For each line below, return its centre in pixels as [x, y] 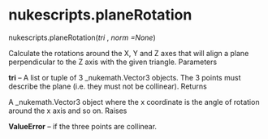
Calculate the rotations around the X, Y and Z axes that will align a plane [129, 53]
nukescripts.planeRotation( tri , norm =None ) [82, 37]
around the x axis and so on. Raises [68, 111]
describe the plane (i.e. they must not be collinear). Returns [108, 86]
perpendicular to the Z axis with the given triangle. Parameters [113, 62]
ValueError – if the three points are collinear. [82, 126]
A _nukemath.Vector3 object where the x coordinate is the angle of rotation [134, 102]
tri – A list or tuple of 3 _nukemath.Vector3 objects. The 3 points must [125, 77]
